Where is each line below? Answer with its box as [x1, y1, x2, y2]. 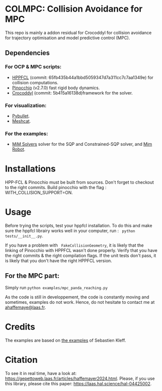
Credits [5, 321, 35, 332]
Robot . [12, 146, 26, 152]
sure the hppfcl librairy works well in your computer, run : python [5, 228, 135, 234]
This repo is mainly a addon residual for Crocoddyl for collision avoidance [5, 30, 152, 35]
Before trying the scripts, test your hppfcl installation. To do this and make [5, 223, 152, 229]
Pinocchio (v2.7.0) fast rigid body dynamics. [12, 85, 100, 91]
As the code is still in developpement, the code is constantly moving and [5, 294, 149, 300]
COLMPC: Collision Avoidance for [5, 3, 143, 15]
